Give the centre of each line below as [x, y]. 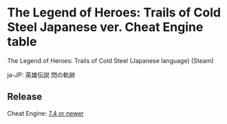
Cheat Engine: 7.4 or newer [45, 113]
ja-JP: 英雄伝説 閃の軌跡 [41, 75]
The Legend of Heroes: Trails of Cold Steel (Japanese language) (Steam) [111, 60]
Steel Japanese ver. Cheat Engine [105, 27]
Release [25, 97]
